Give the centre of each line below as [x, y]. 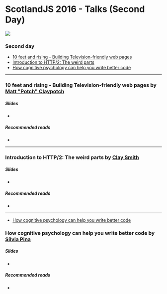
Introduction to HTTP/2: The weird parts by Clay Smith [72, 157]
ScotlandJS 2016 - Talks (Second [75, 9]
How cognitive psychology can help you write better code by [80, 233]
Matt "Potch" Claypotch [35, 92]
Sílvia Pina [18, 239]
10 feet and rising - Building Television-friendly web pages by [81, 85]
